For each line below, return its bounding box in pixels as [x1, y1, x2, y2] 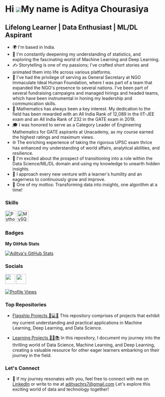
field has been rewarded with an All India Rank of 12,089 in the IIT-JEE [12, 111, 155, 117]
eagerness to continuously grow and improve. [12, 177, 106, 182]
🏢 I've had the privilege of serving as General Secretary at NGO [12, 74, 141, 80]
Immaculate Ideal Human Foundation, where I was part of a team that [12, 80, 153, 85]
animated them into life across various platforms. [12, 69, 112, 75]
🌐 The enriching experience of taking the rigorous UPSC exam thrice [12, 140, 153, 145]
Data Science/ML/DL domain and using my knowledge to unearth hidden [12, 161, 160, 166]
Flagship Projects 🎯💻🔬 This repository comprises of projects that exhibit [12, 313, 160, 319]
